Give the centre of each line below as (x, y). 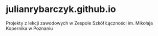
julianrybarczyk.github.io (61, 9)
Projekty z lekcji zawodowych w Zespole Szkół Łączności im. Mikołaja (79, 23)
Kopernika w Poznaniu (29, 28)
